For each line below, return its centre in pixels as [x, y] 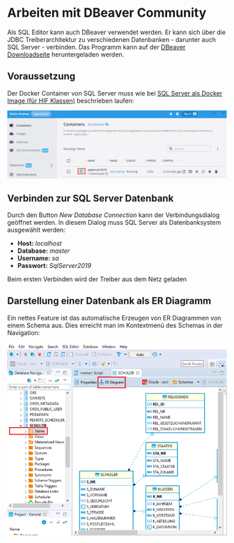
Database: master [44, 251]
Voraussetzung [41, 76]
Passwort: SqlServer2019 [54, 266]
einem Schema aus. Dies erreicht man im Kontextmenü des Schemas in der [115, 325]
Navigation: [24, 332]
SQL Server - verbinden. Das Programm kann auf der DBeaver [96, 47]
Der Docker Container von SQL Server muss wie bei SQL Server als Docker [115, 93]
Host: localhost [39, 244]
